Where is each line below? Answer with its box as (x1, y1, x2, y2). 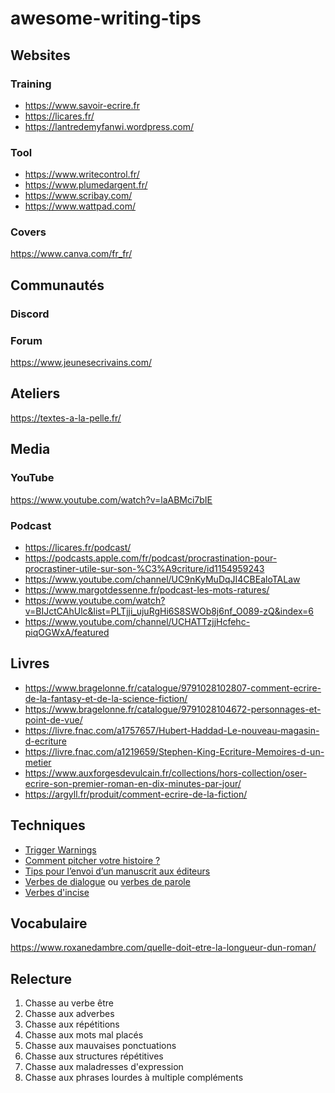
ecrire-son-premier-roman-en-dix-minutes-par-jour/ (24, 777, 242, 789)
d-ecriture (24, 735, 67, 747)
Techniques (10, 817, 86, 834)
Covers (10, 225, 47, 239)
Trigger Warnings (24, 843, 97, 856)
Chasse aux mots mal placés (24, 1029, 144, 1041)
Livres (10, 655, 50, 672)
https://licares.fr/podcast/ (24, 541, 132, 553)
